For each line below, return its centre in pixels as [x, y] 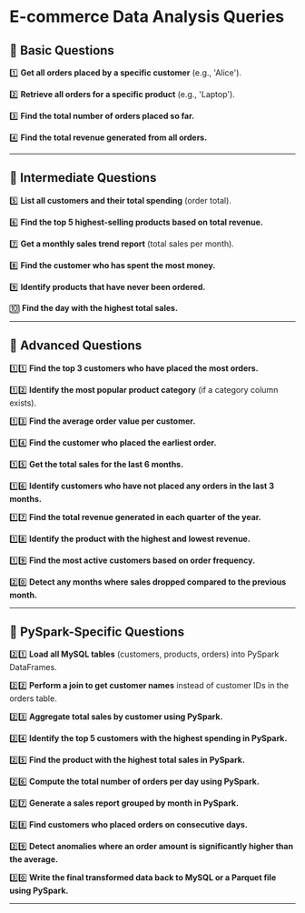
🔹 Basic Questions [62, 50]
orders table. [33, 698]
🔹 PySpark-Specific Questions [97, 632]
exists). [23, 403]
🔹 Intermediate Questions [83, 178]
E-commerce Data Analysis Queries [147, 17]
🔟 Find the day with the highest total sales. [94, 307]
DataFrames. [33, 667]
